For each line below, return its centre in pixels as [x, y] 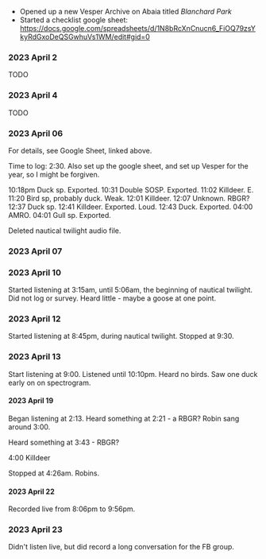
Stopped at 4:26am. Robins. [54, 473]
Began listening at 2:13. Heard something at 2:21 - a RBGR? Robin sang [124, 418]
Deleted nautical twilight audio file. [65, 231]
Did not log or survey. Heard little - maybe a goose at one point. [112, 298]
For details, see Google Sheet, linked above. [80, 150]
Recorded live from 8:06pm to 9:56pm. [72, 509]
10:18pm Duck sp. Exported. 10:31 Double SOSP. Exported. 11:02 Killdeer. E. [131, 189]
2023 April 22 [32, 491]
